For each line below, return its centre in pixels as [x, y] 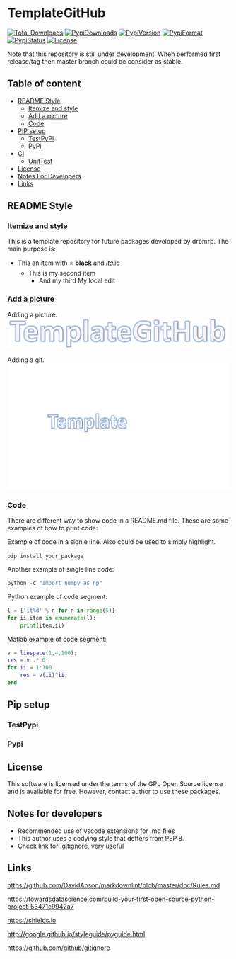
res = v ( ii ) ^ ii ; [44, 675]
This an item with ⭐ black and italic [69, 263]
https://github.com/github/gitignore [59, 948]
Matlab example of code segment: [57, 639]
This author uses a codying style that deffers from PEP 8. [101, 838]
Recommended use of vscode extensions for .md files [96, 831]
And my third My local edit [77, 280]
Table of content [44, 84]
